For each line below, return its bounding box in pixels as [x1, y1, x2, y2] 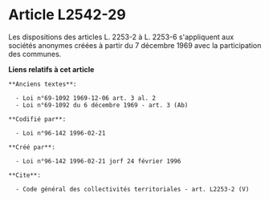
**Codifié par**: [8, 115, 67, 123]
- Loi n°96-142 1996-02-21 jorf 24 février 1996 [15, 157, 181, 165]
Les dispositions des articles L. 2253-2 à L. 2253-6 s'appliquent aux [8, 32, 234, 42]
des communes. [8, 49, 62, 58]
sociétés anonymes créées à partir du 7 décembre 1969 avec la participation [8, 40, 262, 50]
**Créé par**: [8, 143, 56, 151]
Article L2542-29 [8, 6, 126, 24]
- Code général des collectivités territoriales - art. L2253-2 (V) [15, 185, 250, 193]
